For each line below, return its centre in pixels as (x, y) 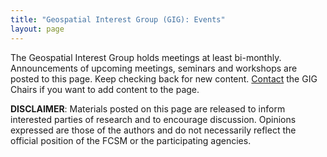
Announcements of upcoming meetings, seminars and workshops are (154, 68)
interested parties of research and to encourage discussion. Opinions (153, 119)
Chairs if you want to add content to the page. (105, 89)
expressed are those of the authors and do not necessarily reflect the (153, 130)
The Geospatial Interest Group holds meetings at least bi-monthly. (146, 57)
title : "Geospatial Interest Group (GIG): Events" (118, 19)
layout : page (37, 29)
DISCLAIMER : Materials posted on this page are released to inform (148, 108)
